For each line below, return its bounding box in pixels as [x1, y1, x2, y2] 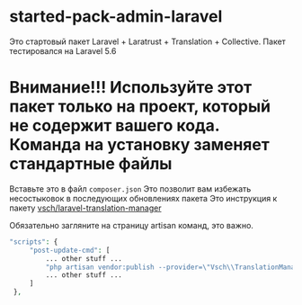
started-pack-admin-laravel [9, 6, 223, 27]
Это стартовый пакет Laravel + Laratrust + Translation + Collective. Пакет [9, 36, 286, 47]
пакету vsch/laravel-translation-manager [9, 202, 162, 213]
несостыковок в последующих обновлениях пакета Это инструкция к [9, 193, 278, 203]
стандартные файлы [9, 154, 173, 175]
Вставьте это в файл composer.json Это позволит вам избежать [9, 183, 252, 194]
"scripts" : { [9, 237, 58, 247]
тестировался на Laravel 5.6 [9, 45, 117, 56]
